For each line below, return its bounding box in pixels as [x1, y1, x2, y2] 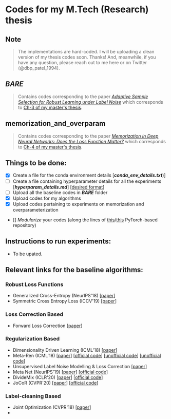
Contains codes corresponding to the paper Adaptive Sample [17, 93, 148, 100]
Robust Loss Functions [5, 281, 64, 288]
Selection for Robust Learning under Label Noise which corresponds [17, 99, 163, 105]
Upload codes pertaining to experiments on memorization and [12, 201, 144, 207]
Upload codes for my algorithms [12, 195, 81, 201]
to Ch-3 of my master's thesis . [17, 104, 83, 110]
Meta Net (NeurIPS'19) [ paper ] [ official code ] [12, 369, 108, 375]
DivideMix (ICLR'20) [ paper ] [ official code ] [12, 374, 103, 380]
